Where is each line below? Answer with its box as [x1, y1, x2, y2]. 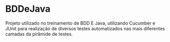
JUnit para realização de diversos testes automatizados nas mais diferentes [5, 25, 165, 31]
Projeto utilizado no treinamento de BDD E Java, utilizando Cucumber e [5, 20, 156, 26]
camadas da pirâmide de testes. [5, 31, 73, 37]
